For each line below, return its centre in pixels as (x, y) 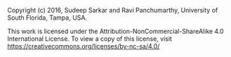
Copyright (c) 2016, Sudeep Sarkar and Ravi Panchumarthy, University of (113, 10)
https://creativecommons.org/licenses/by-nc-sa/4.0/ (84, 46)
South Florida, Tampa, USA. (47, 18)
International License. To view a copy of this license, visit (90, 39)
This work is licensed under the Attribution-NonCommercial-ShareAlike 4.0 (115, 31)
